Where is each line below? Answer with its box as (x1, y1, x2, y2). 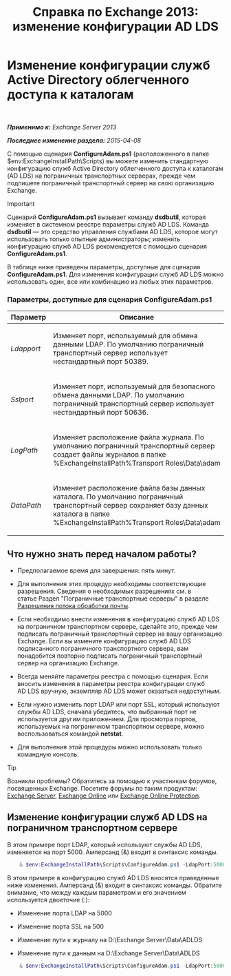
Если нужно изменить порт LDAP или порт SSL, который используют (16, 700, 220, 709)
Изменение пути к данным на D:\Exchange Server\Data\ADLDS (16, 948, 201, 957)
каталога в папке (52, 509, 110, 519)
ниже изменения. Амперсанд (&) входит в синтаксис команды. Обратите (7, 881, 222, 889)
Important (7, 199, 35, 207)
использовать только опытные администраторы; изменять (7, 235, 181, 243)
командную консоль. (16, 750, 79, 758)
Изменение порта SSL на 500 (16, 922, 104, 931)
